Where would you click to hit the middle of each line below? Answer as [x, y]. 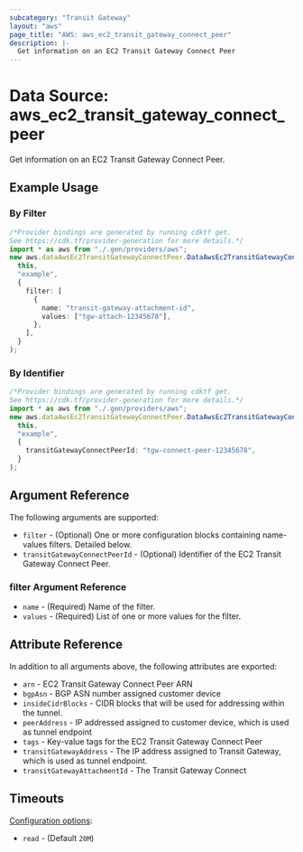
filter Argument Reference [68, 586]
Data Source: [59, 96]
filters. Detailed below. [91, 544]
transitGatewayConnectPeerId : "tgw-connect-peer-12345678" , [141, 451]
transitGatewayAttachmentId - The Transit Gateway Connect [134, 770]
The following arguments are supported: [84, 517]
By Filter [28, 213]
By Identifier [37, 373]
